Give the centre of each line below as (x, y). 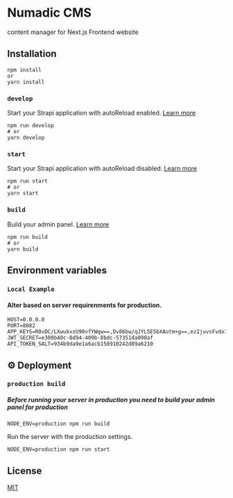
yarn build (23, 249)
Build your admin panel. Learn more (58, 224)
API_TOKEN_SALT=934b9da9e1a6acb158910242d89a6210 (80, 344)
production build (36, 384)
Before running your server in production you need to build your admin (111, 400)
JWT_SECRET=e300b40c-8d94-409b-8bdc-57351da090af (80, 338)
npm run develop (31, 126)
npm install (24, 70)
